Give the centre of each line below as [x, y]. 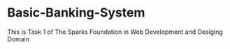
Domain [19, 39]
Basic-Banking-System [76, 13]
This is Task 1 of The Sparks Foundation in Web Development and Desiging [115, 32]
